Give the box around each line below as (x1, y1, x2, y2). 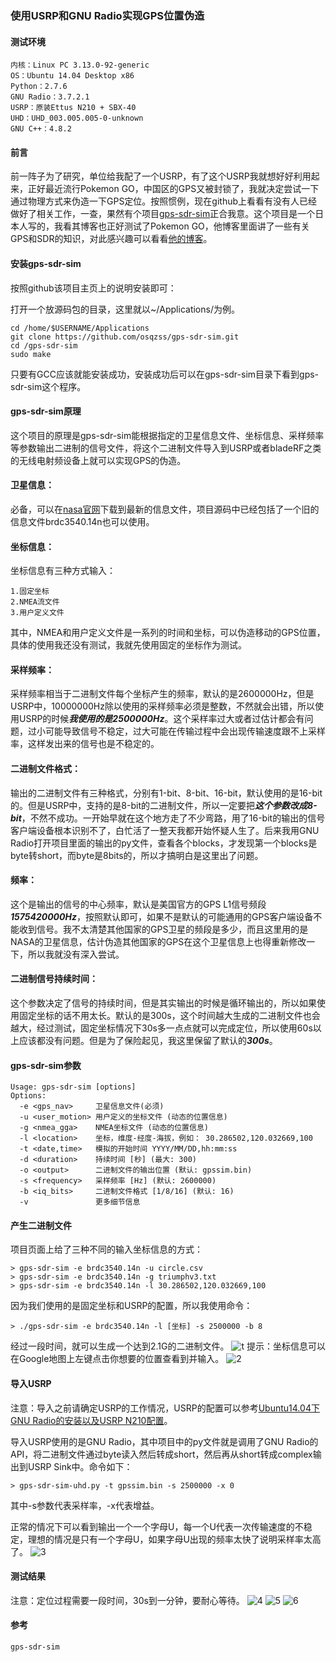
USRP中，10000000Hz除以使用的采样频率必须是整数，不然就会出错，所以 (10, 700, 316, 712)
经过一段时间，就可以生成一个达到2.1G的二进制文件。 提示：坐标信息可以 (10, 1340, 326, 1352)
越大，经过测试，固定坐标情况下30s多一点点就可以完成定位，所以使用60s (10, 1022, 313, 1034)
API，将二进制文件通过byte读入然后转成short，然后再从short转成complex (10, 1448, 313, 1460)
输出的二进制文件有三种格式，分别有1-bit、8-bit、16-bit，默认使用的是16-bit (10, 787, 323, 799)
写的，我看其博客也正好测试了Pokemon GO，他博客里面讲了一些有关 (27, 220, 310, 232)
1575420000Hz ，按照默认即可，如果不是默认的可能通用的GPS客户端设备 (10, 910, 314, 922)
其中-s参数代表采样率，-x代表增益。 (10, 1499, 160, 1511)
